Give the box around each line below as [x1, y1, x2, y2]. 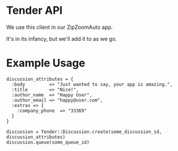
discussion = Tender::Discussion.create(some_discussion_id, [6, 129, 162, 135]
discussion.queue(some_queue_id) [6, 139, 90, 145]
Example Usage [6, 57, 86, 70]
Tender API [6, 4, 63, 17]
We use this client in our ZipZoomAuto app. [6, 23, 113, 31]
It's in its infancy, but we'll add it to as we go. [6, 35, 117, 42]
